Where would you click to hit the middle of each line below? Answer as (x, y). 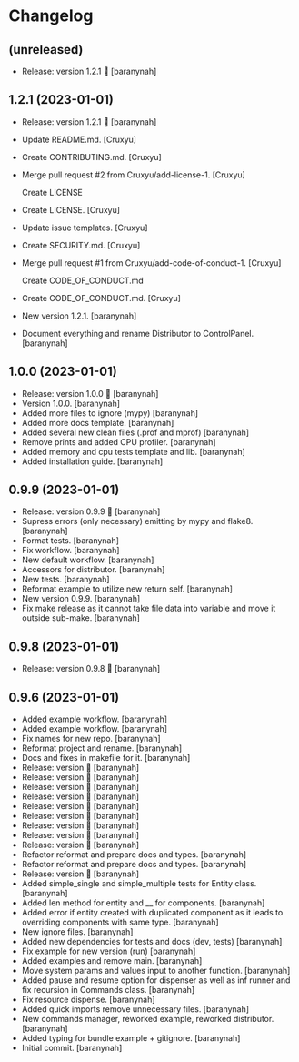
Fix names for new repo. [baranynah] (91, 739)
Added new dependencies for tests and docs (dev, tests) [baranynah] (152, 942)
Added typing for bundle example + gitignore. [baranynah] (131, 1038)
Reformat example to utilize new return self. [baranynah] (127, 589)
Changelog (51, 16)
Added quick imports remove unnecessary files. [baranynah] (135, 1009)
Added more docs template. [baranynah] (98, 422)
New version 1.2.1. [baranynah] (79, 316)
